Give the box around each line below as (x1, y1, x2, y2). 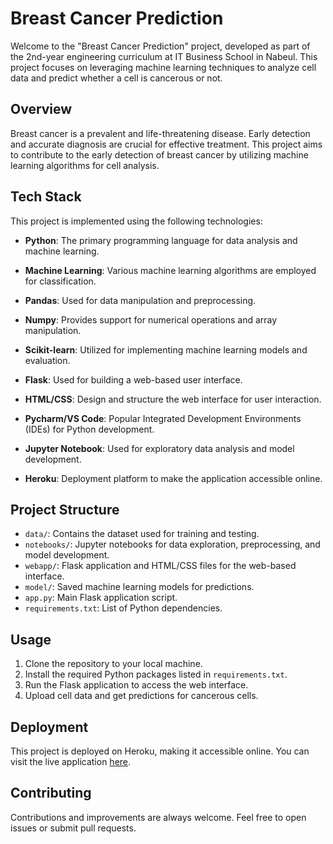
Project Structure (10, 501, 120, 518)
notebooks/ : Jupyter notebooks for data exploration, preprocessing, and (24, 538, 321, 551)
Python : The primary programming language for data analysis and (24, 234, 298, 246)
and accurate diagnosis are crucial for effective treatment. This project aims (10, 138, 323, 150)
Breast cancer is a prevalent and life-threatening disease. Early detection (10, 127, 311, 139)
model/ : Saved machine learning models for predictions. (24, 581, 255, 593)
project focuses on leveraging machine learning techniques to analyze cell (10, 61, 317, 73)
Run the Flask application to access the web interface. (24, 679, 249, 691)
